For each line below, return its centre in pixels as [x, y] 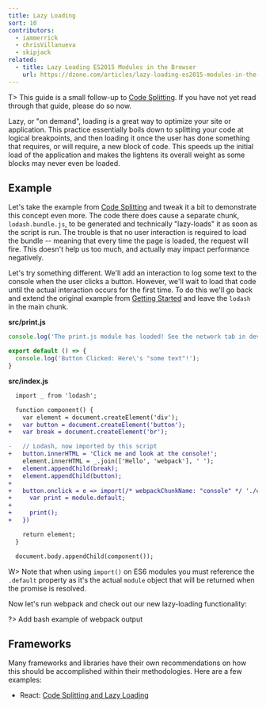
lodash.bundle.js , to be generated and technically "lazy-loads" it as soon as [133, 224]
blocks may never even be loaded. [64, 163]
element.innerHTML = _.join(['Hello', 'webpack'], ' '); [118, 461]
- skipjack [33, 52]
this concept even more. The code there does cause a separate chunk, [124, 216]
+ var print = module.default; [67, 498]
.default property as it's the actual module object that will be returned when [131, 579]
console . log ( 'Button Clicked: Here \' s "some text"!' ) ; [108, 359]
